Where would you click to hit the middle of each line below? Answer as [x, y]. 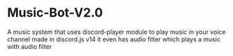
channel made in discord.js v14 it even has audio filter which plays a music [114, 39]
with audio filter [30, 46]
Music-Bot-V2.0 [55, 13]
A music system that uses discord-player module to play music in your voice [116, 32]
